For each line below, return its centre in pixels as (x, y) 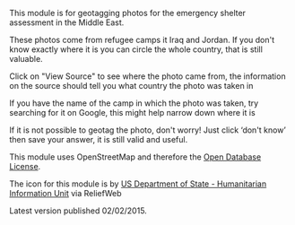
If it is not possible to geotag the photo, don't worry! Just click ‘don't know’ (148, 130)
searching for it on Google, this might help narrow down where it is (132, 112)
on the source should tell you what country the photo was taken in (131, 86)
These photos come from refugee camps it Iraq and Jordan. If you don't (142, 40)
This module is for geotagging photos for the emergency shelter (128, 13)
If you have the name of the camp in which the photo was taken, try (134, 103)
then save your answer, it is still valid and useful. (99, 139)
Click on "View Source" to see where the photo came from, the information (147, 76)
